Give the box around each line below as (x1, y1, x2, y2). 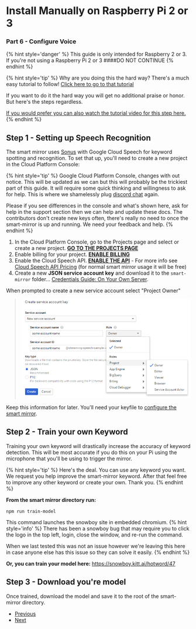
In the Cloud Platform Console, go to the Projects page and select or (14, 238, 180, 245)
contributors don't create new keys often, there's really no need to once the (6, 215, 188, 222)
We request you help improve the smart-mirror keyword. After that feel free (6, 473, 187, 480)
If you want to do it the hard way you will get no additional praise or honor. (6, 92, 185, 99)
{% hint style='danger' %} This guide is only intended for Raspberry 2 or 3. (6, 51, 187, 58)
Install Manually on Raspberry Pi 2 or (6, 4, 188, 18)
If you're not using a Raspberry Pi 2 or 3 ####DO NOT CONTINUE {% (6, 57, 174, 64)
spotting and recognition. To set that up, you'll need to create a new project (6, 155, 188, 162)
